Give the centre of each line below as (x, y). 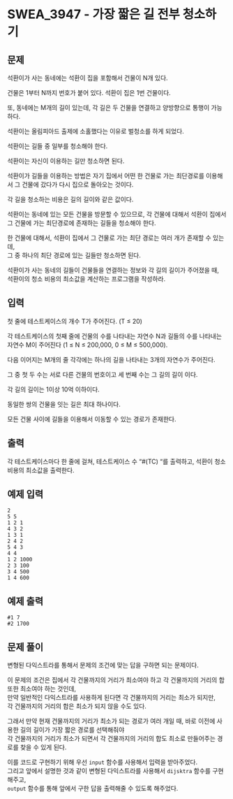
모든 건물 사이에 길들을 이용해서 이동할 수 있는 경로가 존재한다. (92, 419)
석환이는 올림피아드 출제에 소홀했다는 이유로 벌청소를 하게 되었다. (96, 131)
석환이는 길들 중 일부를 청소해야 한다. (58, 146)
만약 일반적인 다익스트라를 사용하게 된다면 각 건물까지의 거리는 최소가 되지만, (112, 698)
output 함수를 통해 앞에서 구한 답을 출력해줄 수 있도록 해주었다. (93, 789)
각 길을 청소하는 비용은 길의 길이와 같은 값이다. (70, 199)
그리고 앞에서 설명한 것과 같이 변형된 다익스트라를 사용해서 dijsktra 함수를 (109, 771)
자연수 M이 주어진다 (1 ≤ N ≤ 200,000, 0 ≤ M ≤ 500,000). (88, 345)
